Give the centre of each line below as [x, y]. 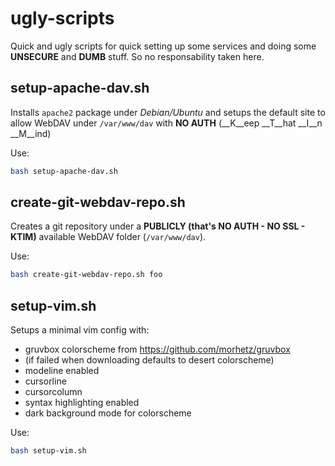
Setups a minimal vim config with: [80, 330]
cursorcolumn [53, 392]
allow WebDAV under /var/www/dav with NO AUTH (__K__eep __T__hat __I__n [166, 123]
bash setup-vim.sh [48, 451]
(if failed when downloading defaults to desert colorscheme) [149, 360]
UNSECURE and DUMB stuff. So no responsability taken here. [137, 56]
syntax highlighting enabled [82, 403]
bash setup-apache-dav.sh [64, 171]
